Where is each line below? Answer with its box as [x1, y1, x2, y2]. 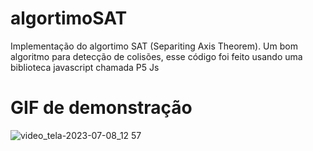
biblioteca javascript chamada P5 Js [10, 61, 160, 73]
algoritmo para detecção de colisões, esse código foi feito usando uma [10, 50, 303, 62]
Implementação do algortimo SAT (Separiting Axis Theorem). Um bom [10, 40, 298, 52]
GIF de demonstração [10, 97, 193, 119]
